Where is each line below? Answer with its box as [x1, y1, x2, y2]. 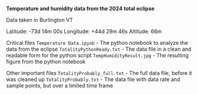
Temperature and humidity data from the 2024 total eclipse [6, 5, 155, 12]
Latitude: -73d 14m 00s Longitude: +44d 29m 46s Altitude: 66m [6, 28, 163, 35]
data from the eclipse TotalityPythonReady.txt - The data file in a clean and [6, 45, 191, 53]
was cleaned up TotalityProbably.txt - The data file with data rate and [6, 76, 180, 83]
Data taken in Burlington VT [6, 17, 73, 23]
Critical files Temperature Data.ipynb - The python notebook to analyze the [6, 40, 188, 46]
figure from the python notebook [6, 58, 86, 65]
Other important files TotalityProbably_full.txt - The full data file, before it [6, 70, 192, 76]
